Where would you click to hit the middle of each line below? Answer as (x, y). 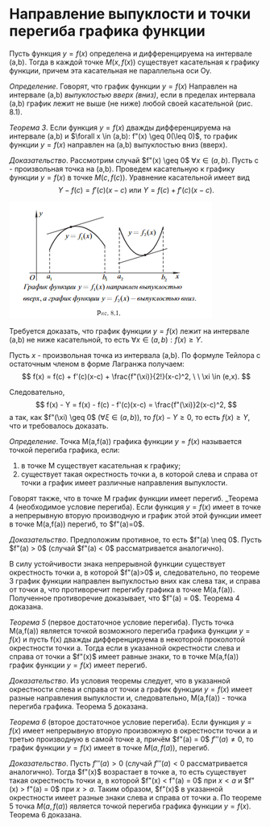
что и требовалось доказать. (59, 426)
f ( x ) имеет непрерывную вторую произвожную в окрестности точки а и (133, 730)
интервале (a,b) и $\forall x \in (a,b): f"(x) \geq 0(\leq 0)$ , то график (123, 136)
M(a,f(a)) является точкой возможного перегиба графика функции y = (130, 630)
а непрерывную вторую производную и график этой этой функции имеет (136, 515)
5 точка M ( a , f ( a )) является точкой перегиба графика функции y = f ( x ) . (130, 806)
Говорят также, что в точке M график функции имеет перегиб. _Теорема (134, 498)
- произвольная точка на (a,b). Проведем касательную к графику (122, 168)
